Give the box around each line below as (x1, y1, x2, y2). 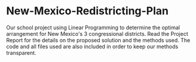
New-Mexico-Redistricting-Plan (6, 4, 169, 18)
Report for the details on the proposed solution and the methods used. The (6, 36, 191, 44)
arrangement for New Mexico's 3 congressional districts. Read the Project (6, 30, 188, 37)
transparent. (6, 49, 37, 56)
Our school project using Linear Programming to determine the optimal (6, 24, 180, 31)
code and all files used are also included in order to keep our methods (6, 43, 179, 50)
